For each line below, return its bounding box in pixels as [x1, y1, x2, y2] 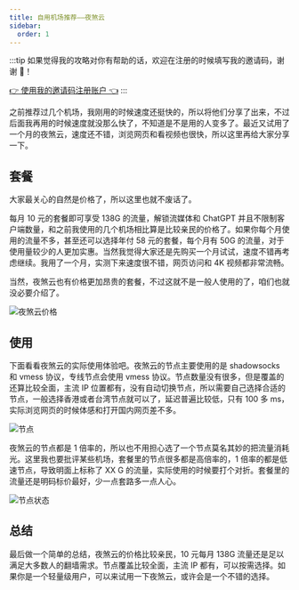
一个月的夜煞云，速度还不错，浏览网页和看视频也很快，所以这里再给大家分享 [9, 129, 290, 140]
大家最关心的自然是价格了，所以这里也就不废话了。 [9, 194, 197, 205]
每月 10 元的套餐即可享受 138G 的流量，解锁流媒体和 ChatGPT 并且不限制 [9, 213, 278, 223]
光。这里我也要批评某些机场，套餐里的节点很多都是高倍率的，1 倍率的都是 [9, 454, 280, 464]
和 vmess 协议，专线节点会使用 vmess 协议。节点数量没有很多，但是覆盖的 [9, 371, 285, 382]
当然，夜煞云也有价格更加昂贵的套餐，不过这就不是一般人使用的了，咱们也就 [9, 277, 290, 287]
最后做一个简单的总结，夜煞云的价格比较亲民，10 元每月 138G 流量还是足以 [9, 548, 285, 559]
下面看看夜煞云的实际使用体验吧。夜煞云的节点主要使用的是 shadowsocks [9, 360, 280, 370]
